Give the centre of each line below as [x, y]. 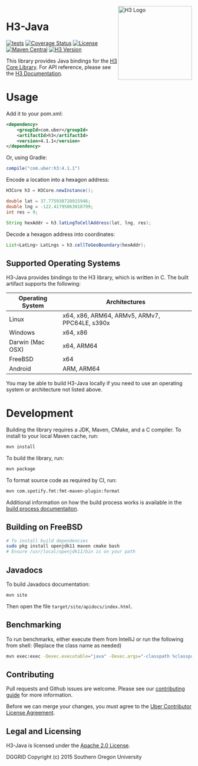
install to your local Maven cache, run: [52, 436]
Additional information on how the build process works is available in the [94, 502]
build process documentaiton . [42, 508]
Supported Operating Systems [63, 263]
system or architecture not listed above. [55, 389]
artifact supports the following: [43, 284]
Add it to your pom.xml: [34, 113]
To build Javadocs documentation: [48, 584]
